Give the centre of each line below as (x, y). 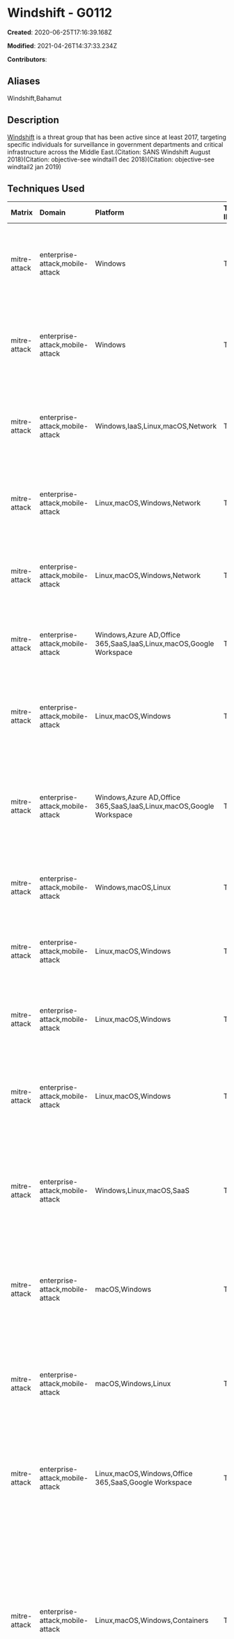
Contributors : (27, 59)
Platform (110, 212)
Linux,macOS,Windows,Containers (152, 1621)
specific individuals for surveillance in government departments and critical (115, 144)
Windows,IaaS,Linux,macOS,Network (156, 426)
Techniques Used (46, 188)
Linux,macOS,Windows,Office (144, 1474)
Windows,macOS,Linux (133, 888)
